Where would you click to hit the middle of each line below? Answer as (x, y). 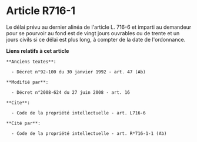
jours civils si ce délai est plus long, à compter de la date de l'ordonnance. (96, 39)
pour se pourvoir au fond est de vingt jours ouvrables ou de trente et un (93, 33)
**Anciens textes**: (31, 62)
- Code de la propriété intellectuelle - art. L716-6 (79, 113)
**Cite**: (18, 103)
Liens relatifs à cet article (38, 50)
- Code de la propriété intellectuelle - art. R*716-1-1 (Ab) (89, 133)
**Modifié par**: (27, 82)
